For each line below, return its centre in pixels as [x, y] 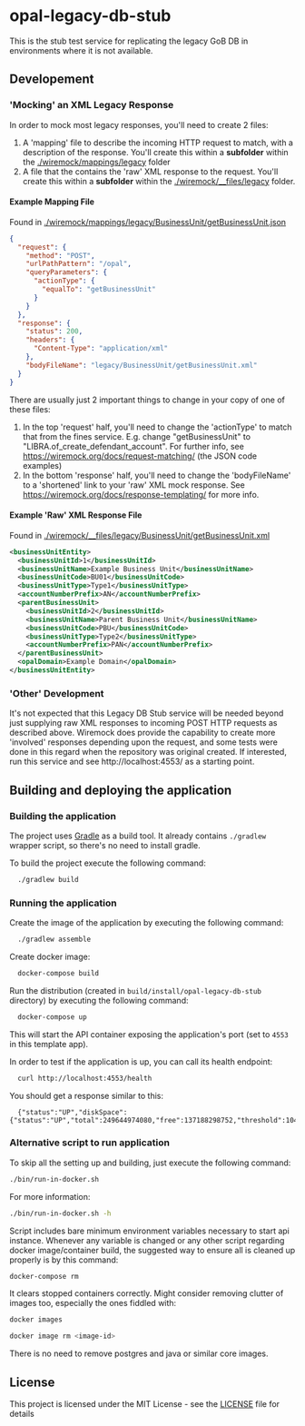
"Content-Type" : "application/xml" [101, 349]
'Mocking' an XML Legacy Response [92, 105]
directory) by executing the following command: [99, 1000]
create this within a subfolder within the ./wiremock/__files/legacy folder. [159, 181]
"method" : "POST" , [60, 255]
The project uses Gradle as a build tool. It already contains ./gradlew [138, 836]
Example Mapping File [52, 202]
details [22, 1414]
